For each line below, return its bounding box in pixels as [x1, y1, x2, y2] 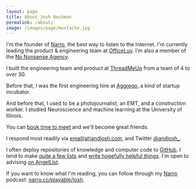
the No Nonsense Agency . [6, 53, 70, 60]
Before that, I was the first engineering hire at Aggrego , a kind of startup [6, 83, 180, 90]
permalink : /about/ [6, 19, 54, 25]
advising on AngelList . [6, 159, 60, 166]
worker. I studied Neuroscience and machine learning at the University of [6, 106, 183, 113]
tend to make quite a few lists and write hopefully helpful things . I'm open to [6, 153, 189, 160]
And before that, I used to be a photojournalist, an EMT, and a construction [6, 100, 186, 107]
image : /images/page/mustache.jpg [6, 25, 91, 31]
